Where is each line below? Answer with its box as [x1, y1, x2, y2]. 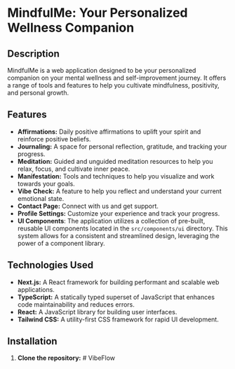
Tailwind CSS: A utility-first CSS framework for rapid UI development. [17, 315, 219, 323]
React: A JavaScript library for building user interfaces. [17, 307, 177, 316]
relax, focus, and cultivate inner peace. [17, 165, 130, 173]
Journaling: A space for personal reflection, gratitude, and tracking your [17, 142, 227, 151]
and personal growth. [7, 89, 69, 97]
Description [7, 48, 60, 60]
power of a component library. [17, 239, 105, 247]
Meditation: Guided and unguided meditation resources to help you [17, 157, 213, 165]
